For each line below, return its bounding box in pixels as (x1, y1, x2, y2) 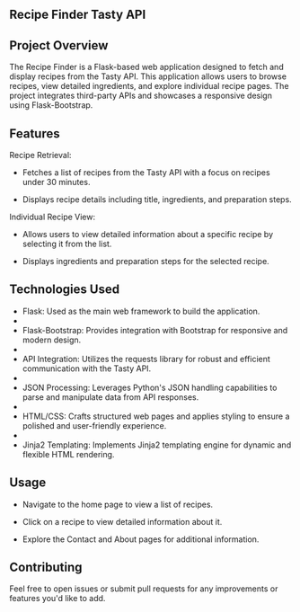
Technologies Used (9, 282, 119, 297)
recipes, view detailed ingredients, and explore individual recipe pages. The (9, 81, 289, 92)
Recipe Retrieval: (9, 150, 72, 161)
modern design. (22, 334, 82, 345)
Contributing (9, 560, 83, 575)
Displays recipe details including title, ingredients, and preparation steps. (22, 194, 292, 205)
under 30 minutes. (22, 177, 91, 188)
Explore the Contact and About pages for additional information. (22, 534, 260, 545)
